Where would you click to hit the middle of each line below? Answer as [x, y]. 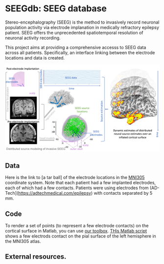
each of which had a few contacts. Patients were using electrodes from [77, 188]
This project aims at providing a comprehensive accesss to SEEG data [76, 47]
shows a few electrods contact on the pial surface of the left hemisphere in [81, 236]
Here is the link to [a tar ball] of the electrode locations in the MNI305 [75, 177]
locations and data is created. [35, 58]
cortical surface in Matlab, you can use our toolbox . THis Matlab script [76, 231]
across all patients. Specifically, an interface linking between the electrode [80, 53]
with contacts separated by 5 [123, 193]
